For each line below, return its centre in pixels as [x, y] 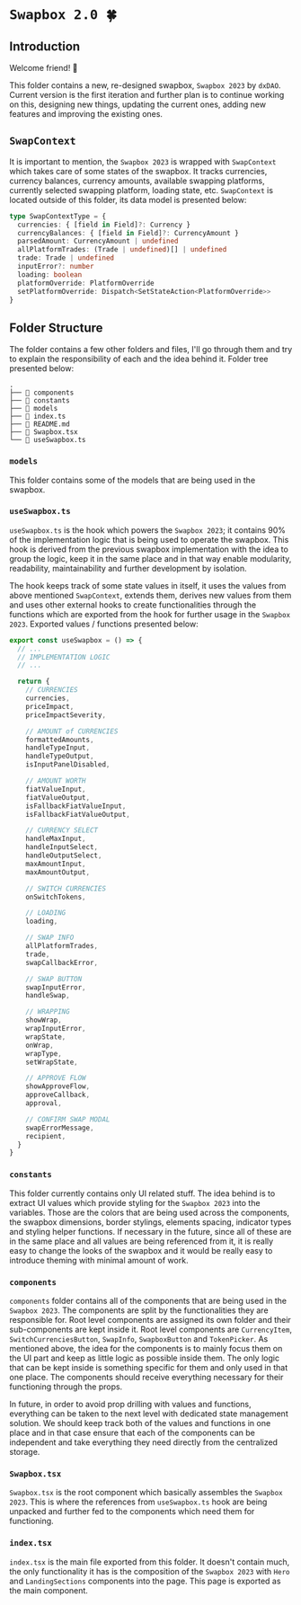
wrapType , [44, 1053]
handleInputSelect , [62, 847]
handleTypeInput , [58, 748]
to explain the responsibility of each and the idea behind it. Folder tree [139, 359]
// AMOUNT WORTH [56, 781]
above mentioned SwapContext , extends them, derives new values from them [150, 595]
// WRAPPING [48, 1012]
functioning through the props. [66, 1387]
